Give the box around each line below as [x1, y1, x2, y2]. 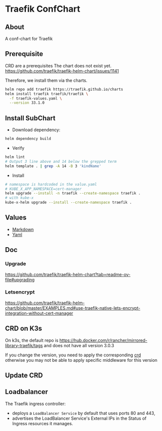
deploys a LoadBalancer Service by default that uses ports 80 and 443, [12, 410, 155, 416]
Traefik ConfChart [5, 3, 81, 15]
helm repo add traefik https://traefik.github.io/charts [5, 87, 123, 92]
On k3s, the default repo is [5, 337, 59, 343]
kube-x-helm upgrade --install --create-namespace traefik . [5, 200, 132, 205]
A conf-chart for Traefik [5, 36, 53, 41]
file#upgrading [5, 276, 35, 282]
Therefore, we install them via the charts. [5, 77, 88, 83]
